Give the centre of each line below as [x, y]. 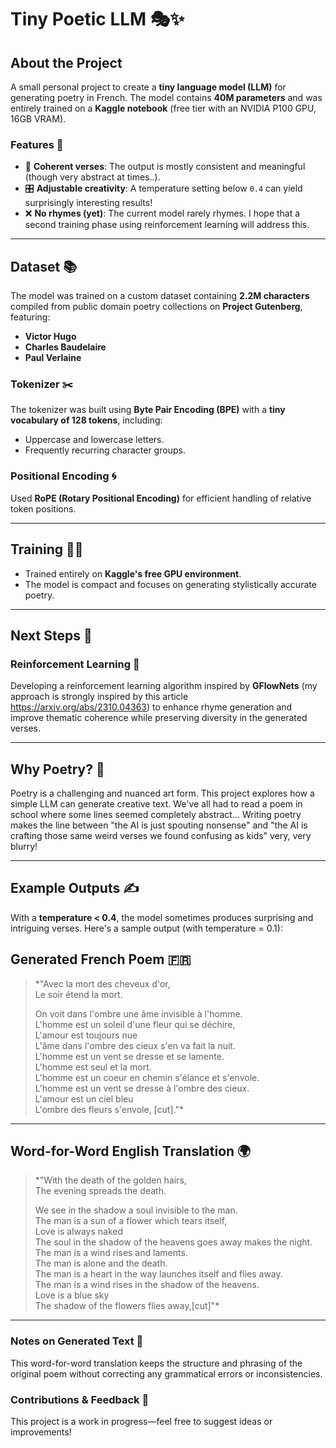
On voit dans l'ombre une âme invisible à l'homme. [138, 1013]
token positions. [43, 508]
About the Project [66, 62]
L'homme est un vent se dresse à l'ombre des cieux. [142, 1088]
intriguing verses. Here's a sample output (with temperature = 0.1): [146, 928]
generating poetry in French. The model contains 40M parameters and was [166, 97]
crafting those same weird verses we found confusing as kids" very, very [161, 836]
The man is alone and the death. [101, 1263]
